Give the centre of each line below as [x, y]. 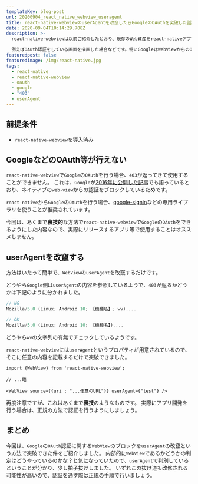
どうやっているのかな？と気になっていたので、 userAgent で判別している [103, 460]
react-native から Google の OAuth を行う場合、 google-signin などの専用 [89, 202]
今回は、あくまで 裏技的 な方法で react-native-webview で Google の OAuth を [93, 222]
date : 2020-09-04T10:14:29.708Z [46, 28]
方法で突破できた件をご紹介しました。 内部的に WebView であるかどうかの [98, 453]
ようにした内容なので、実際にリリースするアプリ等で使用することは [93, 230]
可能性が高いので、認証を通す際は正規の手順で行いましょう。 [81, 475]
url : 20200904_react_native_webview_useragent [64, 17]
